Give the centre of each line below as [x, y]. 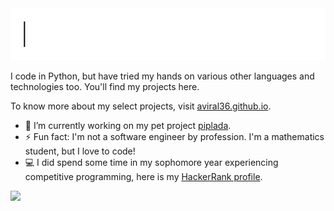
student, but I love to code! [80, 151]
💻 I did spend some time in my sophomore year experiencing [151, 163]
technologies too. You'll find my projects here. [105, 87]
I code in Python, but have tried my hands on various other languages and [162, 76]
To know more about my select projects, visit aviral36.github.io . [141, 106]
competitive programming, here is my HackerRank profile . [143, 177]
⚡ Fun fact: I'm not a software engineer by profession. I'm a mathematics [174, 137]
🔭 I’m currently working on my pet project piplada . [128, 126]
